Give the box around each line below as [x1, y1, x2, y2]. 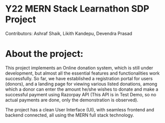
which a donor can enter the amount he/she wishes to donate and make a [5, 86, 158, 92]
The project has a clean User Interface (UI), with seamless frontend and [5, 106, 154, 112]
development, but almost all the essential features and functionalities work [5, 70, 160, 76]
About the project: [5, 48, 83, 59]
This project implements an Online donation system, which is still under [5, 65, 153, 71]
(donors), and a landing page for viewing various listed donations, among [5, 81, 157, 87]
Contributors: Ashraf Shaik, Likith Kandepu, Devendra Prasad [5, 30, 133, 36]
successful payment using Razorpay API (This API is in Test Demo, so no [5, 91, 156, 97]
